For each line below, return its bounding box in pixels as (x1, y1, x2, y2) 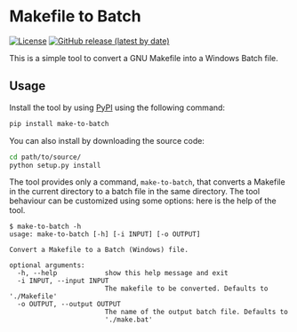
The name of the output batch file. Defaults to (104, 308, 289, 317)
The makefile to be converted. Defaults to (104, 284, 269, 294)
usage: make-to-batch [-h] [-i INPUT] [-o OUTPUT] (9, 230, 201, 239)
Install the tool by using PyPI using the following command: (9, 102, 225, 113)
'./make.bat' (104, 315, 153, 325)
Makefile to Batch (9, 6, 141, 27)
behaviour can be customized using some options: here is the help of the (9, 195, 277, 206)
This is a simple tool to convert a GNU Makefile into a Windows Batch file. (9, 52, 278, 63)
